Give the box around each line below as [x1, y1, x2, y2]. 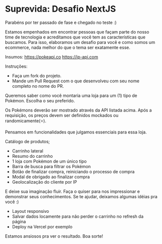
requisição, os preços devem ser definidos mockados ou [5, 112, 119, 118]
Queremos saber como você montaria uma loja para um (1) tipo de [5, 93, 137, 98]
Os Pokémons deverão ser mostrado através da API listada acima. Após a [5, 107, 152, 113]
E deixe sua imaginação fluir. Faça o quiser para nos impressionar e [5, 188, 140, 194]
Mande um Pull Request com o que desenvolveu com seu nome [12, 78, 140, 84]
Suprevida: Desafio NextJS [5, 3, 116, 15]
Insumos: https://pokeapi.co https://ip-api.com [5, 54, 98, 59]
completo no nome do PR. [12, 83, 64, 89]
